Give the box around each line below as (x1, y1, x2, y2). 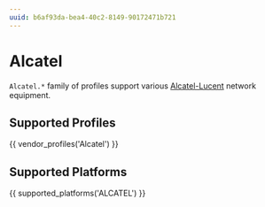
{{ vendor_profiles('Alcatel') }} (9, 139, 119, 149)
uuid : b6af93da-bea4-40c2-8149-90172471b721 (9, 12, 176, 22)
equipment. (9, 89, 51, 100)
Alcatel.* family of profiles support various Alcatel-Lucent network (9, 80, 257, 91)
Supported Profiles (9, 115, 117, 130)
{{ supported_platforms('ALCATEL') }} (9, 188, 146, 199)
